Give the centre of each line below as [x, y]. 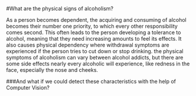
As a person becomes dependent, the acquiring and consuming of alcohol [97, 20]
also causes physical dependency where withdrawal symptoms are [88, 45]
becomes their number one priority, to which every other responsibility [92, 26]
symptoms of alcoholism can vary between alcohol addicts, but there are [95, 57]
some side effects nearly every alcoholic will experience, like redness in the [98, 64]
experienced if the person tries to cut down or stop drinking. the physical [95, 51]
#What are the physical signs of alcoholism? [60, 9]
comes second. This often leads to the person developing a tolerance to [94, 32]
